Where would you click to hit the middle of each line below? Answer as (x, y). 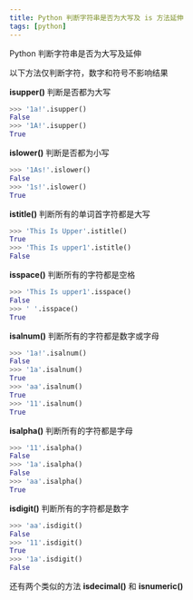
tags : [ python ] (38, 26)
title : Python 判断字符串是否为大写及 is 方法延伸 (96, 18)
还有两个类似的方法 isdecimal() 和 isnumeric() (96, 586)
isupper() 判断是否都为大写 (60, 92)
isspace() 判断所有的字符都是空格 (72, 275)
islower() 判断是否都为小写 (60, 152)
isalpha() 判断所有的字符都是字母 (71, 430)
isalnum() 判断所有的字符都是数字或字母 (85, 336)
